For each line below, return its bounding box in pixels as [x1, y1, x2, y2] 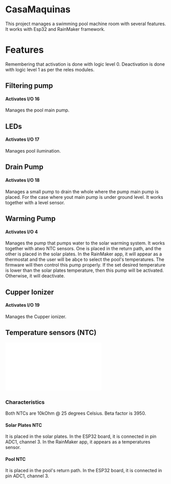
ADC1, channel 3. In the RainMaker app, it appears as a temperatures [5, 439, 151, 445]
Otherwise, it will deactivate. [5, 273, 65, 279]
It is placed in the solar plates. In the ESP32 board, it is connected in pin [5, 433, 157, 440]
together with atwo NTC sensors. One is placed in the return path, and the [5, 246, 161, 252]
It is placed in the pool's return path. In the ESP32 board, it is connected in [5, 468, 162, 474]
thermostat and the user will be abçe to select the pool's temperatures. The [5, 256, 165, 263]
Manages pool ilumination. [5, 148, 61, 154]
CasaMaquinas [5, 4, 71, 15]
